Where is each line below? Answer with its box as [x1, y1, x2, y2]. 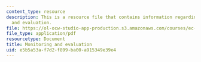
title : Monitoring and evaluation [6, 42, 93, 48]
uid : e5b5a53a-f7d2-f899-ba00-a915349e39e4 [6, 47, 117, 53]
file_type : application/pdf [6, 31, 77, 37]
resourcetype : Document [6, 36, 66, 42]
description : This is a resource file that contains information [6, 14, 172, 20]
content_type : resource [6, 8, 66, 15]
